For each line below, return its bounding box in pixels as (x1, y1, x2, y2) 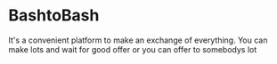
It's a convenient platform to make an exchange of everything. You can (8, 35, 268, 45)
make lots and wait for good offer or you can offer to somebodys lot (8, 44, 257, 54)
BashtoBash (8, 5, 100, 26)
